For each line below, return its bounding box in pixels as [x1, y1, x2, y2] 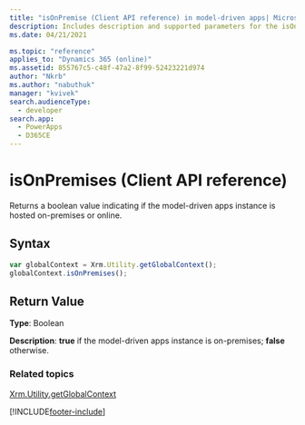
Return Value [9, 293, 84, 309]
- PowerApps [17, 123, 64, 132]
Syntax [9, 236, 51, 252]
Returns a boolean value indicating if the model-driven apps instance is [9, 200, 276, 211]
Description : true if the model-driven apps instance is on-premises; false [9, 335, 286, 346]
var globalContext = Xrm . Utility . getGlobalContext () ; [9, 260, 218, 269]
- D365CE [17, 131, 51, 141]
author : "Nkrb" [9, 72, 67, 82]
